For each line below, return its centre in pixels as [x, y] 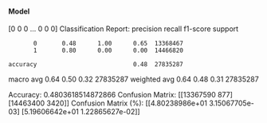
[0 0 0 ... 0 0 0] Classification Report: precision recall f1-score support [124, 29]
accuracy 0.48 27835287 [96, 65]
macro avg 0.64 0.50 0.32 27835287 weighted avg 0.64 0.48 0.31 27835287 [133, 79]
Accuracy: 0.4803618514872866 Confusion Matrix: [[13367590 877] [121, 95]
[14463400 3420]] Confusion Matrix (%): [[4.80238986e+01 [108, 103]
